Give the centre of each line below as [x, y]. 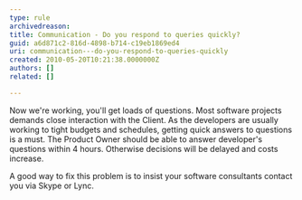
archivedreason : [40, 26]
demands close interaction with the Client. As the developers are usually [144, 119]
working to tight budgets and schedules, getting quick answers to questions [151, 129]
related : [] [32, 77]
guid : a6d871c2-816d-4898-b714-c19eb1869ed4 [94, 43]
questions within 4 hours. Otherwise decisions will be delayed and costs [144, 148]
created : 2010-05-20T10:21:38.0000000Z [85, 60]
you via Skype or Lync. [52, 186]
